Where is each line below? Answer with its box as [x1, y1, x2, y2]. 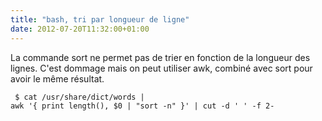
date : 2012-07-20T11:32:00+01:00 [10, 24, 150, 34]
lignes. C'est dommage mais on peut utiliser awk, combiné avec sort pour [10, 62, 313, 74]
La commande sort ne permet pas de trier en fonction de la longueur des [10, 51, 311, 63]
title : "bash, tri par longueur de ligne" [10, 14, 190, 25]
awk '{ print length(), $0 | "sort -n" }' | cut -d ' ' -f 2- [10, 101, 275, 111]
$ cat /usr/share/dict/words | [14, 92, 145, 102]
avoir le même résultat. [10, 72, 105, 85]
